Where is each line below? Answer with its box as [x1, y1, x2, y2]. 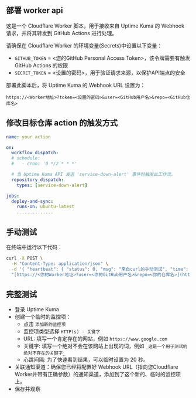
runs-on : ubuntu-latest [16, 204, 75, 210]
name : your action [6, 134, 51, 140]
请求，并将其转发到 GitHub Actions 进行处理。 [6, 29, 118, 36]
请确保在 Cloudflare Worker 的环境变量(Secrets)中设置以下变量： [6, 42, 163, 49]
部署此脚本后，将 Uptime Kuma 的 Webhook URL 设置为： [6, 81, 146, 89]
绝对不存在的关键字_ [23, 351, 66, 356]
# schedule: [11, 155, 41, 161]
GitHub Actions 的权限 [14, 62, 68, 69]
